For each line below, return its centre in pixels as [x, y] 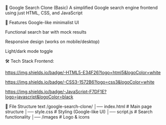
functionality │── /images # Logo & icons [47, 117]
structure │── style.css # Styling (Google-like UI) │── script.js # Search [79, 112]
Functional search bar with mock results [46, 32]
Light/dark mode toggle [29, 51]
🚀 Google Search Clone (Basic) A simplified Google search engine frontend [82, 8]
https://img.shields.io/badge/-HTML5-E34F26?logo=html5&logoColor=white [83, 72]
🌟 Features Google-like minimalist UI [42, 22]
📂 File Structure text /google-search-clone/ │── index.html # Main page [79, 106]
